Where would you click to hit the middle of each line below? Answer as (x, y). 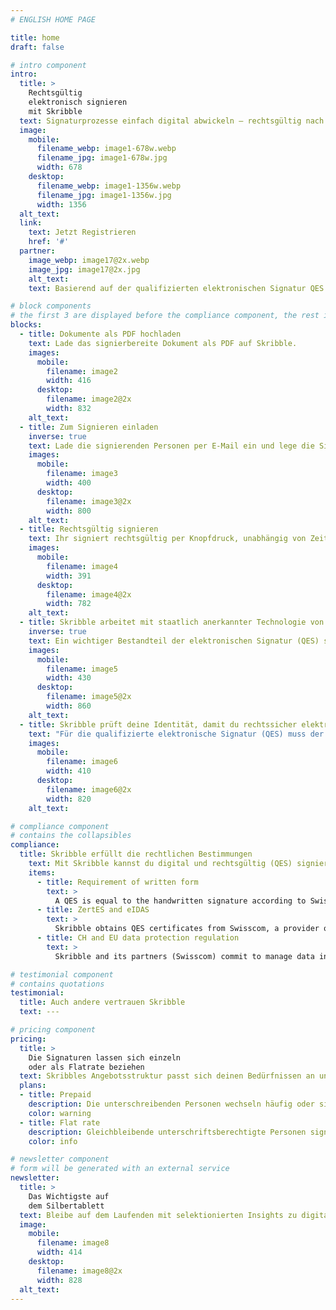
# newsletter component (60, 1159)
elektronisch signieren (78, 102)
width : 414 (59, 1252)
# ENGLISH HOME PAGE (53, 19)
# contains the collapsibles (71, 836)
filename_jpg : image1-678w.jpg (102, 158)
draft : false (37, 47)
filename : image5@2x (89, 697)
